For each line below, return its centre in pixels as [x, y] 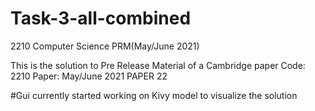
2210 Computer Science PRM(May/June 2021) [105, 46]
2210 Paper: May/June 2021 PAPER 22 [89, 76]
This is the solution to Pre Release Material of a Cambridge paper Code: [158, 65]
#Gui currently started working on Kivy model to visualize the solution [154, 95]
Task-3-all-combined [101, 18]
